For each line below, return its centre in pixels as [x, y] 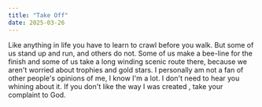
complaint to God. [37, 95]
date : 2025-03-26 [37, 23]
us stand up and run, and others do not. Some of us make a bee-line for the [131, 53]
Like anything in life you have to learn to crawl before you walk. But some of [131, 45]
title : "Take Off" [38, 15]
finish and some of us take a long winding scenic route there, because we [128, 61]
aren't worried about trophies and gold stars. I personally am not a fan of [126, 70]
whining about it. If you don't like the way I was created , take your [116, 86]
